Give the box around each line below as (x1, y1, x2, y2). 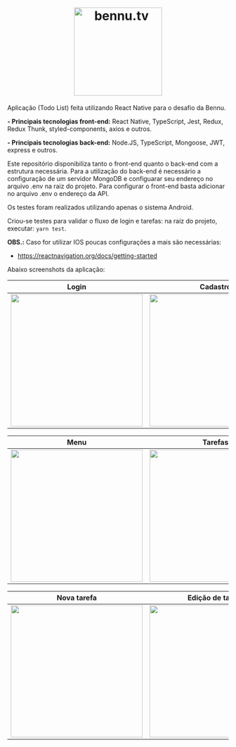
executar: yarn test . (7, 224, 67, 233)
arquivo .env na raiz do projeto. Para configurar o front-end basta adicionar (7, 182, 225, 190)
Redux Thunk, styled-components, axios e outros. (7, 124, 152, 133)
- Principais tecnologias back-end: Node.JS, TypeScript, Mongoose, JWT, (7, 138, 225, 147)
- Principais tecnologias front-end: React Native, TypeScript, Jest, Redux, (7, 117, 223, 125)
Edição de (187, 593, 222, 603)
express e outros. (7, 145, 58, 154)
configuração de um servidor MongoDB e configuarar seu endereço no (7, 174, 214, 183)
